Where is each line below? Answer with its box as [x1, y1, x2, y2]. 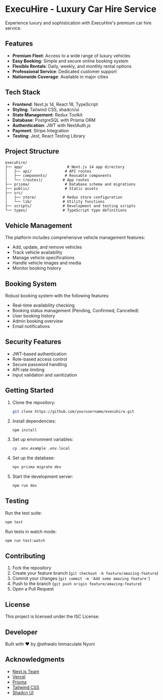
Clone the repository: [12, 399, 56, 405]
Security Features [5, 338, 62, 346]
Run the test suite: [5, 510, 42, 516]
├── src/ [5, 191, 23, 196]
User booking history [12, 313, 55, 319]
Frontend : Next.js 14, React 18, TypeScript [12, 101, 98, 107]
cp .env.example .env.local [12, 446, 70, 451]
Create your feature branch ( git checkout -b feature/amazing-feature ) [12, 570, 159, 576]
